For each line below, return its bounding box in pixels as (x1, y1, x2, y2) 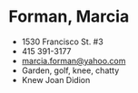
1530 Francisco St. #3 (21, 36, 103, 47)
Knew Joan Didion (21, 74, 91, 85)
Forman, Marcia (8, 6, 130, 27)
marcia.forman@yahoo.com (21, 55, 126, 66)
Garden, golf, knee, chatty (21, 65, 120, 76)
